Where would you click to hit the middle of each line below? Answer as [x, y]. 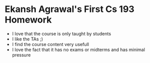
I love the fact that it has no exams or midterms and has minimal [78, 49]
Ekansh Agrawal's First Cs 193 [70, 9]
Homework [28, 20]
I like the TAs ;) [28, 39]
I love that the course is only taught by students [62, 33]
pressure [21, 55]
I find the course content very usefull [51, 44]
